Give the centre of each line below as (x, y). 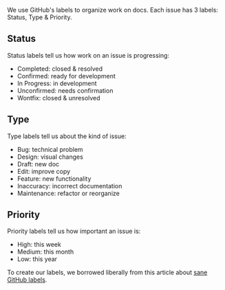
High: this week (39, 245)
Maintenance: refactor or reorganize (68, 193)
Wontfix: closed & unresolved (59, 98)
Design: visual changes (50, 157)
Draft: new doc (38, 164)
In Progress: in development (57, 83)
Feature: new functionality (54, 179)
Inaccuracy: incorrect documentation (69, 186)
